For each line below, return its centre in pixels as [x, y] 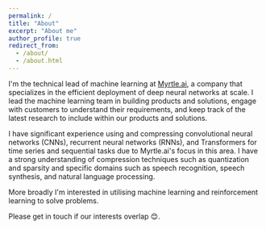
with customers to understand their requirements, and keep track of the [127, 109]
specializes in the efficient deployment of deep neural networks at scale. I [131, 92]
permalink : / [30, 16]
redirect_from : [34, 46]
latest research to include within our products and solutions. [108, 118]
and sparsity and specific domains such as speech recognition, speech [127, 168]
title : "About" [34, 23]
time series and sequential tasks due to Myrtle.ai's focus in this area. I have [133, 151]
